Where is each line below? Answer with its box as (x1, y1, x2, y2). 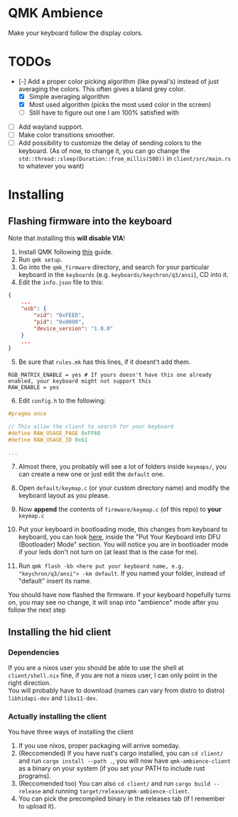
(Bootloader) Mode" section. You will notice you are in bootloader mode (18, 540, 229, 548)
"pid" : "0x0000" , (33, 318, 85, 326)
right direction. (8, 679, 52, 687)
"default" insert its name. (18, 576, 92, 585)
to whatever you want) (18, 162, 85, 170)
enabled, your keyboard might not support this (8, 378, 152, 385)
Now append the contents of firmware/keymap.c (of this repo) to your (18, 504, 222, 514)
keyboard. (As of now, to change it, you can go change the (18, 147, 190, 155)
